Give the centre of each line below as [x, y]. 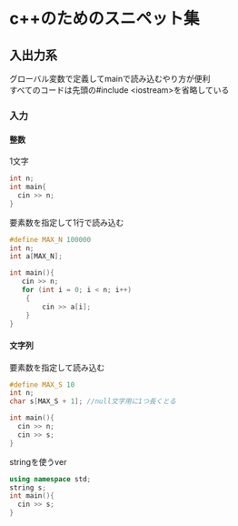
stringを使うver [38, 461]
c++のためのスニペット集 [104, 19]
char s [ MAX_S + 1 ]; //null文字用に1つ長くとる [93, 401]
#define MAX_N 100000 [50, 239]
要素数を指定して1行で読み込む [67, 222]
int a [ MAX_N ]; [36, 257]
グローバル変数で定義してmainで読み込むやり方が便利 [110, 79]
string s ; [28, 488]
